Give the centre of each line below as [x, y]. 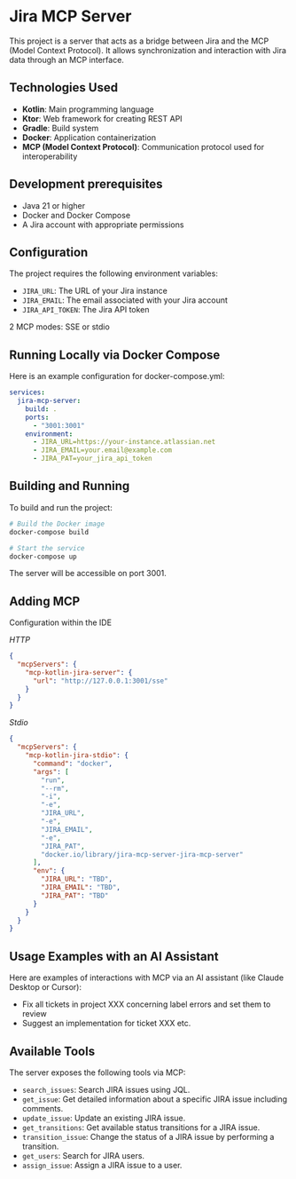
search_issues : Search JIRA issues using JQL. [106, 1089]
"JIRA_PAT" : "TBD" [75, 895]
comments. [43, 1108]
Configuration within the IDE [61, 622]
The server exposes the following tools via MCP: [97, 1072]
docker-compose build [49, 532]
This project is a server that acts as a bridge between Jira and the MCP [139, 41]
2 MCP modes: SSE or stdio [60, 327]
